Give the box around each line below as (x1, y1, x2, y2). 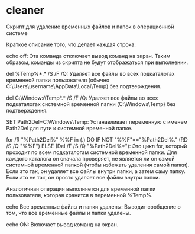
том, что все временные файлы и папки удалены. (6, 209, 131, 216)
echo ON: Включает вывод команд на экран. (6, 220, 119, 228)
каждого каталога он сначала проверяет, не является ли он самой (6, 155, 175, 162)
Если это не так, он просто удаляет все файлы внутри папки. (6, 174, 161, 181)
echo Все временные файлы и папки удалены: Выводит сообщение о (6, 203, 181, 210)
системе (6, 29, 28, 36)
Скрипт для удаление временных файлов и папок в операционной (6, 23, 174, 30)
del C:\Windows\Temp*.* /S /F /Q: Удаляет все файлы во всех (6, 94, 158, 101)
